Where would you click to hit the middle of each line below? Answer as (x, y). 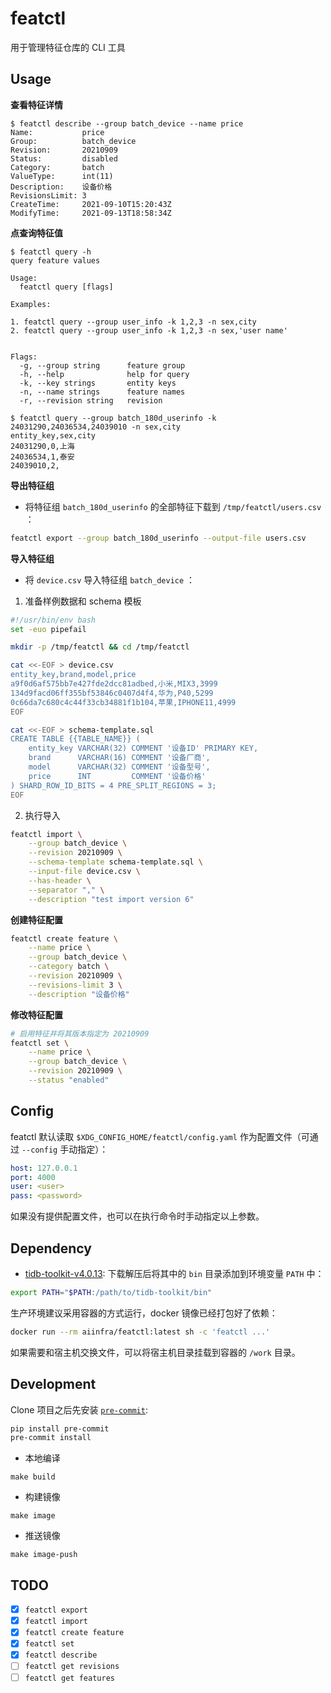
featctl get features (69, 1678)
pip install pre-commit (60, 1428)
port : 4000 (33, 1177)
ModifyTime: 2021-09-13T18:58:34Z (91, 213)
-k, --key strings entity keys (98, 383)
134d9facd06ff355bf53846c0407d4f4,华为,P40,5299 (112, 693)
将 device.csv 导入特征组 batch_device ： (110, 579)
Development (53, 1384)
